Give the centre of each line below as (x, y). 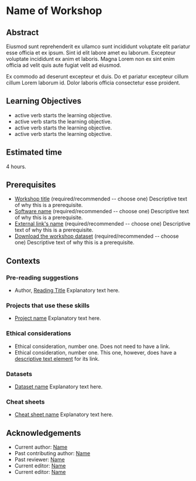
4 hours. (16, 166)
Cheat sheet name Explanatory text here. (64, 415)
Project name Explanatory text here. (58, 318)
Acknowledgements (44, 433)
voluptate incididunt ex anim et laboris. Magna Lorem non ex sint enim (90, 59)
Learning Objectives (44, 101)
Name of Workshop (54, 11)
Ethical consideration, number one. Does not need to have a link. (92, 346)
